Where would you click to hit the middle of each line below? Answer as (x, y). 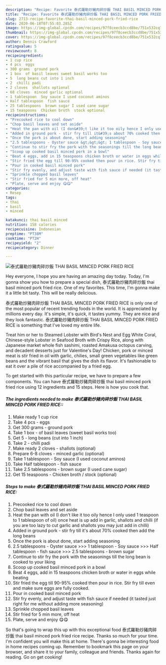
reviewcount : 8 (21, 51)
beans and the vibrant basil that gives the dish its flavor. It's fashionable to (81, 361)
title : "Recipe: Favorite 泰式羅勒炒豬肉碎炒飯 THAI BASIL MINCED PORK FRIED (83, 14)
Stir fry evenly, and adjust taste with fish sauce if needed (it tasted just (84, 598)
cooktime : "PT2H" (23, 238)
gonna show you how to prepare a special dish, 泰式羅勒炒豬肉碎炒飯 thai (80, 282)
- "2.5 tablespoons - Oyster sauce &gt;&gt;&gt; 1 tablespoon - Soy (77, 143)
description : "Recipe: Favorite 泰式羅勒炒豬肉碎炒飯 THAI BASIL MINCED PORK (83, 10)
